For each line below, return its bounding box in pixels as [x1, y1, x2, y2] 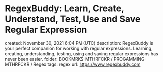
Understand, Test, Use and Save [5, 13, 141, 25]
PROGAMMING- [113, 56, 147, 62]
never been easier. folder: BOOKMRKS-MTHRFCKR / [5, 56, 113, 62]
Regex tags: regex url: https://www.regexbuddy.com [33, 61, 141, 67]
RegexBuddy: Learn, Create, [5, 3, 124, 14]
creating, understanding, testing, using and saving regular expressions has [5, 50, 158, 57]
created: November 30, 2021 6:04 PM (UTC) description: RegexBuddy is [5, 40, 153, 46]
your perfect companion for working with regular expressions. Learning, [5, 45, 153, 51]
